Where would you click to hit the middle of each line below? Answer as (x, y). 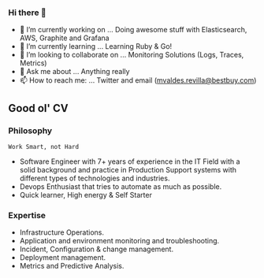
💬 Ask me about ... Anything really (74, 72)
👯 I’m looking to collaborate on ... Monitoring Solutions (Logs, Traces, (132, 55)
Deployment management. (63, 258)
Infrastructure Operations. (62, 232)
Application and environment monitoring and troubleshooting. (119, 241)
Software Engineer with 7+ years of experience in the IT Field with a (130, 161)
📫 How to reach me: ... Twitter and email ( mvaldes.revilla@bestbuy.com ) (138, 80)
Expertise (27, 215)
